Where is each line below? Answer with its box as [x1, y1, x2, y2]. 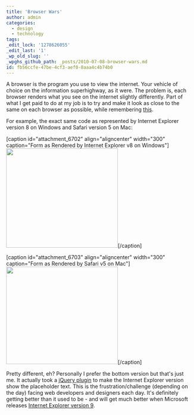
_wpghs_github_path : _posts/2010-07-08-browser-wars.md [6, 59, 148, 64]
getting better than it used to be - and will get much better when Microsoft [6, 395, 189, 403]
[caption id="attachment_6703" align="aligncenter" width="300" [6, 254, 165, 261]
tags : [6, 36, 20, 42]
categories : [6, 20, 36, 26]
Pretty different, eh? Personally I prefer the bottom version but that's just [6, 370, 184, 377]
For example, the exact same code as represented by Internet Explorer [6, 118, 179, 125]
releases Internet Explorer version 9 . [6, 402, 95, 409]
